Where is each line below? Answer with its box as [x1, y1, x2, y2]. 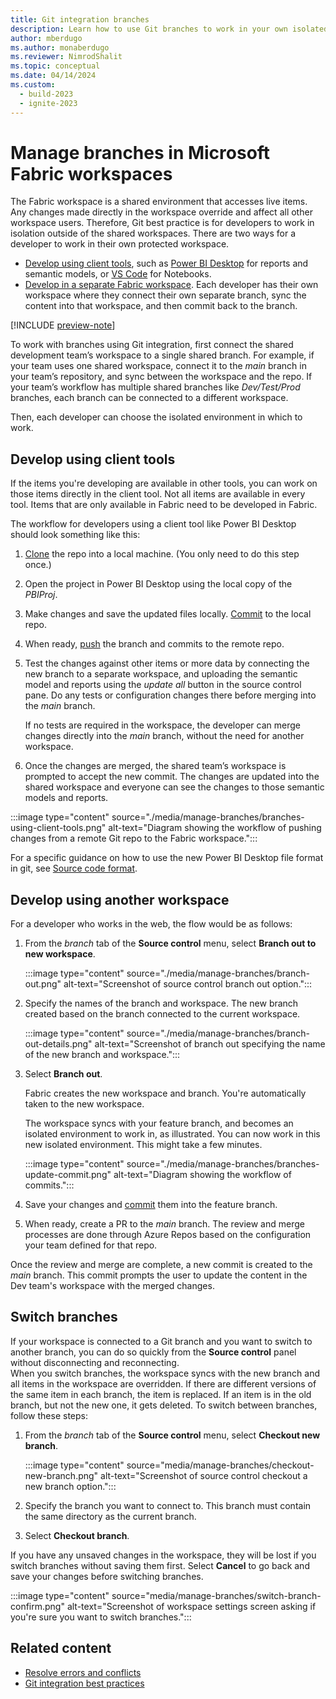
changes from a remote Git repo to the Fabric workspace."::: [10, 832, 258, 845]
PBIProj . [24, 589, 58, 601]
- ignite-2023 [19, 98, 78, 108]
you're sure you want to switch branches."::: [10, 1611, 192, 1623]
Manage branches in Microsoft [10, 141, 271, 164]
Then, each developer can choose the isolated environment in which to [10, 411, 303, 423]
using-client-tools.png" [10, 822, 107, 834]
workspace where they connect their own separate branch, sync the [24, 289, 307, 301]
